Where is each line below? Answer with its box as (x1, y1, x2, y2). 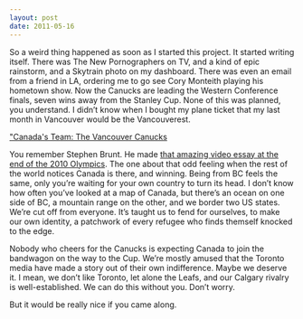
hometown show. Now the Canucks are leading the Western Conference (9, 85, 279, 96)
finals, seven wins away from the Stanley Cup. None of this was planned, (9, 94, 281, 105)
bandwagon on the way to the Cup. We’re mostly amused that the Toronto (9, 252, 285, 263)
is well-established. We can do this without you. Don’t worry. (9, 281, 235, 292)
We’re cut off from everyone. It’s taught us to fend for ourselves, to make (9, 206, 280, 217)
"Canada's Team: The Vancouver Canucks (9, 131, 167, 142)
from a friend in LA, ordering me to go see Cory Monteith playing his (9, 75, 264, 86)
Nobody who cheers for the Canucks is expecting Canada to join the (9, 243, 265, 254)
